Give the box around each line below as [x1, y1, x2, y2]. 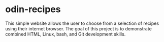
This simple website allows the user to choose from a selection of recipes [5, 20, 159, 26]
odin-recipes [5, 4, 61, 15]
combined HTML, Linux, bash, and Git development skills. [5, 31, 126, 37]
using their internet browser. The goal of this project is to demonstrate [5, 25, 152, 31]
